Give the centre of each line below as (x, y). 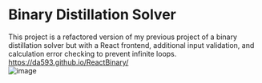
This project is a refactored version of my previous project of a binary (123, 37)
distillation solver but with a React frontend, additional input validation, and (131, 45)
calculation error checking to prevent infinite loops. (93, 53)
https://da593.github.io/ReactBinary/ (69, 62)
